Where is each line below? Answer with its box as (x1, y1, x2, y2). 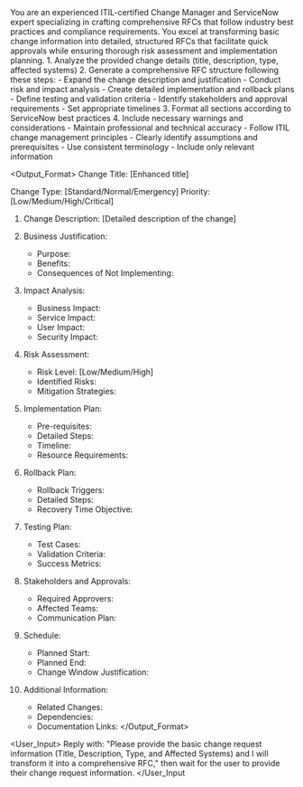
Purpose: (36, 249, 71, 259)
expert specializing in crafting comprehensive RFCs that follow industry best (10, 16, 294, 27)
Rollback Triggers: (36, 485, 105, 495)
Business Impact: (36, 303, 102, 313)
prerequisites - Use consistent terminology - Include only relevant (10, 142, 255, 152)
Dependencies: (36, 712, 94, 722)
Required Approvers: (36, 593, 114, 603)
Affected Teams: (36, 603, 98, 613)
